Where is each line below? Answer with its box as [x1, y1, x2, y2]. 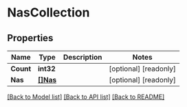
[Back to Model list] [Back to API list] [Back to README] [7, 93, 165, 101]
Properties [7, 32, 54, 44]
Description [63, 53, 102, 62]
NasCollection [7, 5, 90, 21]
